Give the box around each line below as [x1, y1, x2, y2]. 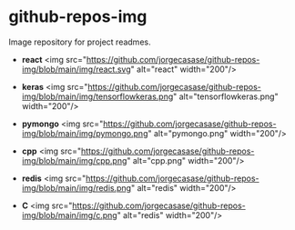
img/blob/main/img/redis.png [21, 182, 132, 193]
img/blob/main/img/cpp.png [21, 155, 127, 165]
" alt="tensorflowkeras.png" [173, 91, 279, 102]
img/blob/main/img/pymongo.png [21, 127, 148, 138]
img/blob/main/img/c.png [21, 209, 117, 220]
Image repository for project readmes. [8, 36, 151, 47]
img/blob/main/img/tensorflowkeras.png [21, 91, 174, 102]
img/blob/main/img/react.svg [21, 64, 131, 75]
